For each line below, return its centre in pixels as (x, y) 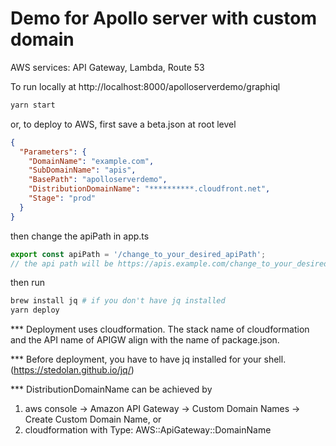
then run (28, 283)
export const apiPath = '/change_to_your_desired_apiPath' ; (138, 254)
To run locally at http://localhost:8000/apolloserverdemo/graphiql (145, 86)
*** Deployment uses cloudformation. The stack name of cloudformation (160, 329)
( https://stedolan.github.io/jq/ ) (72, 370)
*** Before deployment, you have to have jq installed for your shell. (148, 359)
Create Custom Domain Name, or (93, 419)
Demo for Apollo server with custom (163, 18)
